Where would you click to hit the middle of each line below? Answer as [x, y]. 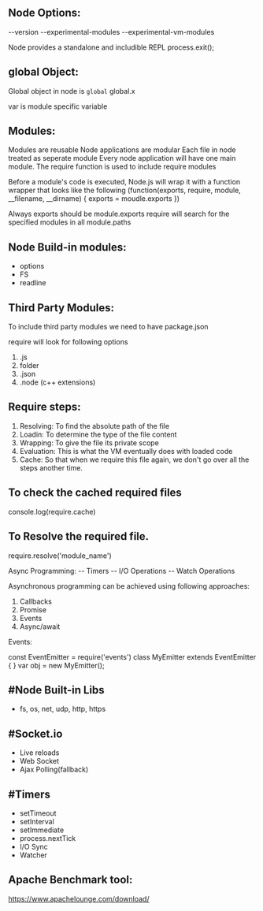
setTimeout [38, 813]
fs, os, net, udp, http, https [63, 709]
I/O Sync [34, 846]
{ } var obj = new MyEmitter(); [56, 665]
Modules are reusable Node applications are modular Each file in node [122, 150]
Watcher [33, 855]
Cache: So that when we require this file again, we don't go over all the [134, 459]
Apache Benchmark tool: [70, 880]
